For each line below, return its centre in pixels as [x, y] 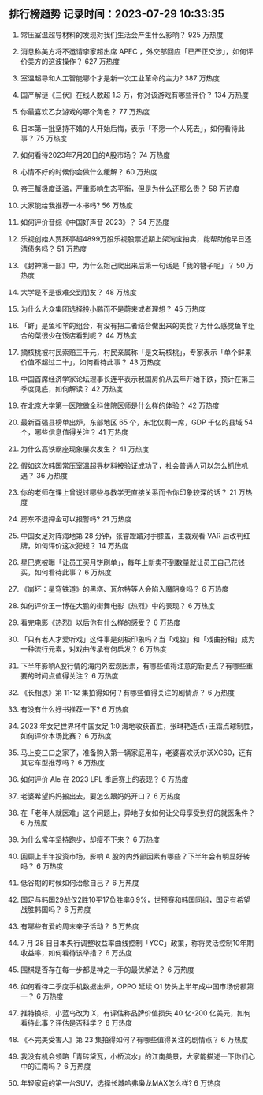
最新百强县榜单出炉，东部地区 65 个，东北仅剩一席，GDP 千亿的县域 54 [137, 422]
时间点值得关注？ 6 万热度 [76, 675]
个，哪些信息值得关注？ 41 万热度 [74, 432]
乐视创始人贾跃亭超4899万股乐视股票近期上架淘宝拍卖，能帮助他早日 [132, 238]
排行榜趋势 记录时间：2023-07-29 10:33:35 [117, 14]
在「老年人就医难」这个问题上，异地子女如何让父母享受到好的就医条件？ [137, 813]
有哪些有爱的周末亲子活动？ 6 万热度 [80, 926]
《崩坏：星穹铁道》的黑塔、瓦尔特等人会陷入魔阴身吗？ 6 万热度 [124, 589]
